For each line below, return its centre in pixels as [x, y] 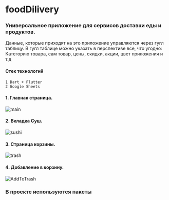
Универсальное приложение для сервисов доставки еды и [83, 26]
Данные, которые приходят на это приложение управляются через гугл [85, 43]
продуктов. [20, 32]
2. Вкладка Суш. [24, 121]
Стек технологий [24, 71]
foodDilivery [32, 9]
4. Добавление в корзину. [35, 167]
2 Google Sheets [23, 86]
